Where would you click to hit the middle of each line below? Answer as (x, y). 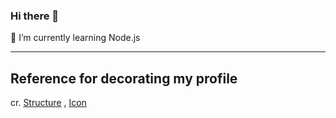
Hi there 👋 (35, 16)
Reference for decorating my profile (124, 78)
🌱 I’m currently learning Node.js (75, 38)
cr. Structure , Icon (48, 103)
